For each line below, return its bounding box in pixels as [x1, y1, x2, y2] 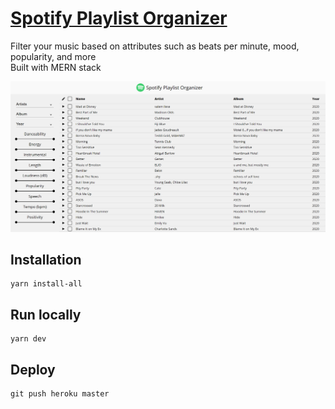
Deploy [10, 361, 56, 378]
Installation [10, 252, 82, 268]
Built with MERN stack [10, 61, 102, 73]
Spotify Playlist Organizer [10, 7, 228, 30]
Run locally [10, 306, 82, 323]
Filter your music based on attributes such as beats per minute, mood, [10, 40, 300, 52]
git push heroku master [10, 389, 110, 399]
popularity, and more [10, 50, 97, 62]
